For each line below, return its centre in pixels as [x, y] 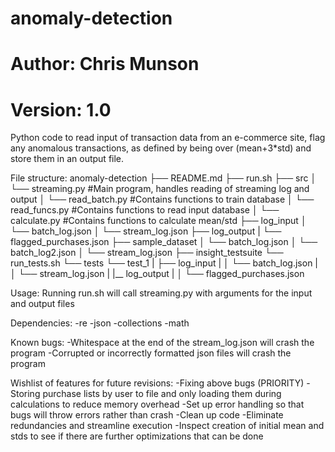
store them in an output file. [67, 159]
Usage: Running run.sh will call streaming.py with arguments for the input [161, 293]
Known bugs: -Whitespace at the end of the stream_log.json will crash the [162, 343]
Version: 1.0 [61, 109]
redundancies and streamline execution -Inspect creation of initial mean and [167, 426]
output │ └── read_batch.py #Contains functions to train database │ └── [162, 199]
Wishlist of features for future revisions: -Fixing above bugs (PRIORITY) [157, 383]
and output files [42, 304]
